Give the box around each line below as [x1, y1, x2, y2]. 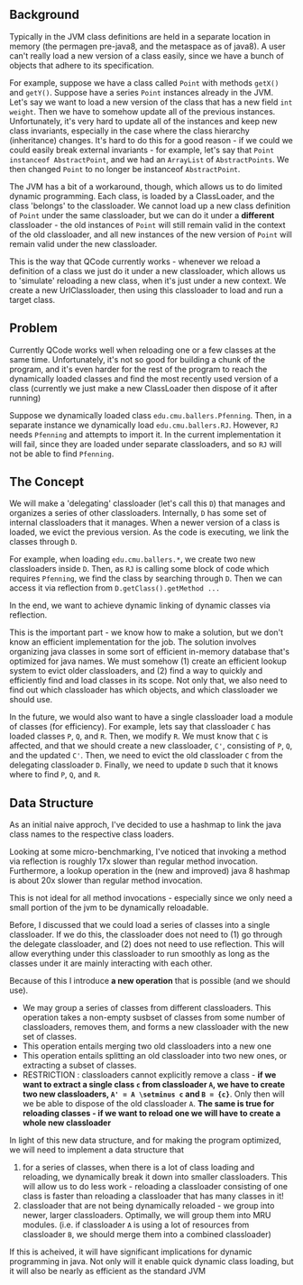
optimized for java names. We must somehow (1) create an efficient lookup [9, 656, 287, 666]
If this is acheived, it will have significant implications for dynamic [9, 1246, 252, 1257]
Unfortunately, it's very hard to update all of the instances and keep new [9, 115, 278, 126]
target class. [9, 294, 56, 305]
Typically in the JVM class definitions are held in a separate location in [9, 31, 271, 41]
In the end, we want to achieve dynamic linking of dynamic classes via [9, 600, 271, 611]
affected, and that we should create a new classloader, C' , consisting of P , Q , [9, 740, 293, 751]
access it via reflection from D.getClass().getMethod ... [9, 583, 221, 593]
